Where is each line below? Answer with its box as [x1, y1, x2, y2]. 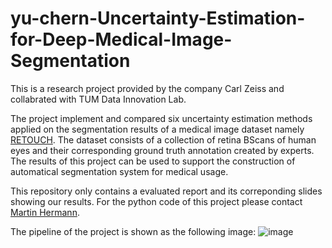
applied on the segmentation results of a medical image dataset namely [10, 123, 305, 135]
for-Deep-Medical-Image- [10, 28, 233, 51]
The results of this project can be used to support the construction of [10, 155, 296, 167]
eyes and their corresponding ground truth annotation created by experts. [10, 144, 315, 156]
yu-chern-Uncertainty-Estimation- [10, 7, 306, 30]
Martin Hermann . [10, 206, 80, 218]
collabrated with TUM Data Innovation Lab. [10, 93, 187, 105]
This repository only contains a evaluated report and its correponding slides [10, 185, 323, 197]
